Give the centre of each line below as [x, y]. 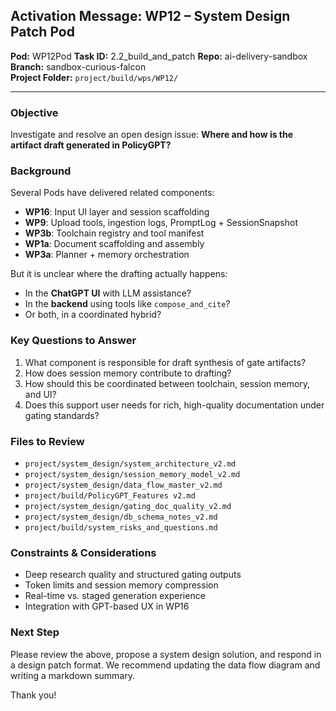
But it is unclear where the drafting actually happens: [119, 274]
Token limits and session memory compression [121, 585]
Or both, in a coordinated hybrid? [93, 315]
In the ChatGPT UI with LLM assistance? [108, 293]
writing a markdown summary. [73, 675]
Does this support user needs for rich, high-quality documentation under [174, 405]
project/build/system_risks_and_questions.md [121, 528]
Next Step [35, 632]
